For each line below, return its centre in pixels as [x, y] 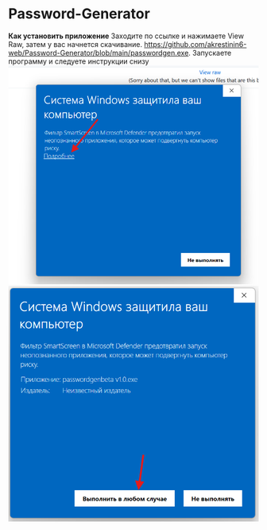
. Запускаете [210, 53]
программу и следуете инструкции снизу [79, 61]
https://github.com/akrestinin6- [195, 44]
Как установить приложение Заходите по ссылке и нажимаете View [126, 36]
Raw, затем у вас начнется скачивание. [75, 44]
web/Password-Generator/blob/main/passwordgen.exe [99, 53]
